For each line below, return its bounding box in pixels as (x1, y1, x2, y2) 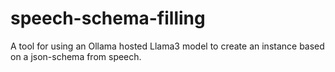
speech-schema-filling (10, 7, 206, 30)
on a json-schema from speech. (10, 50, 142, 62)
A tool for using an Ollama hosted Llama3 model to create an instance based (10, 40, 325, 52)
